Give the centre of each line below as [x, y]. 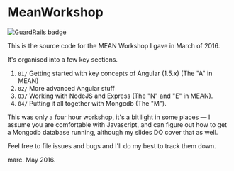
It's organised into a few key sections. [63, 59]
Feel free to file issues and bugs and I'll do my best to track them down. [112, 145]
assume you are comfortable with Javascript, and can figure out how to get [117, 124]
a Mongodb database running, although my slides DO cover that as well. [113, 132]
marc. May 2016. [32, 160]
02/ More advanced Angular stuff [66, 88]
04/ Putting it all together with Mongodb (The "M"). [92, 103]
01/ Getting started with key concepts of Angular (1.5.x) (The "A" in [115, 73]
